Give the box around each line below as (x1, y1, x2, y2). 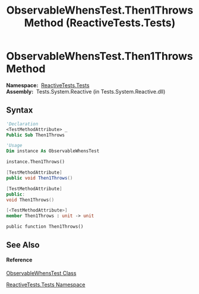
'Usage (6, 143, 23, 149)
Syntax (6, 105, 33, 116)
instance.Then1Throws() (6, 159, 65, 165)
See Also (6, 239, 40, 250)
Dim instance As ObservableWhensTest (6, 148, 100, 154)
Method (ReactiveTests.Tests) (24, 16, 176, 30)
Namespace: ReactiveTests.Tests (6, 81, 90, 89)
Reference (6, 256, 33, 264)
